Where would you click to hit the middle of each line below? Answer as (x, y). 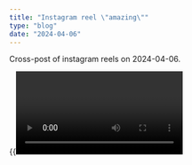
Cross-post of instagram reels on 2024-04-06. (95, 59)
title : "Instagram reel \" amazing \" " (79, 17)
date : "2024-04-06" (45, 34)
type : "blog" (33, 26)
